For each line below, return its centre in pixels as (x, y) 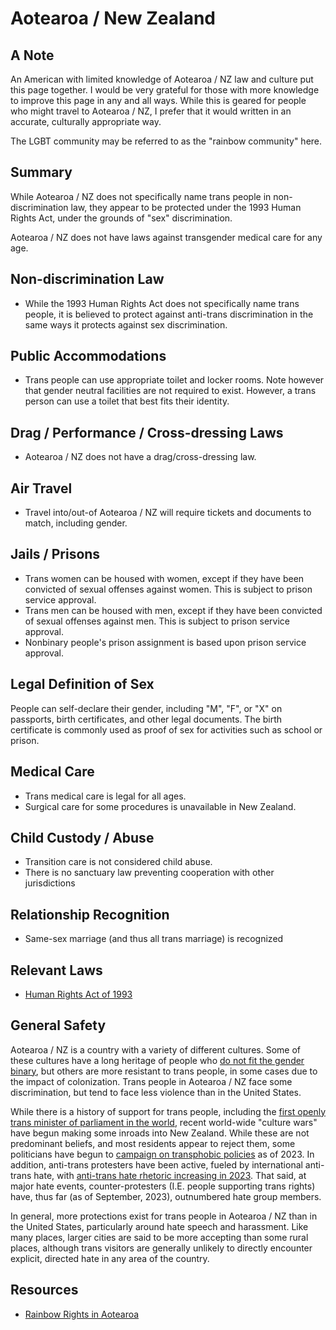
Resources (44, 1290)
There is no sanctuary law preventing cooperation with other (149, 873)
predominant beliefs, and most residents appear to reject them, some (153, 1143)
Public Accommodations (88, 356)
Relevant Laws (56, 970)
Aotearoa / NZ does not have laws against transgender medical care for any (166, 237)
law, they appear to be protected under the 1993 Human (186, 207)
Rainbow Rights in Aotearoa (82, 1314)
